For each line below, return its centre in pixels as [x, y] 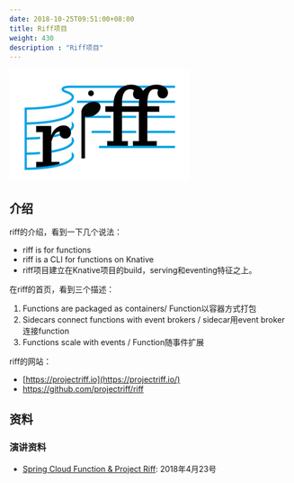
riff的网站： [31, 361]
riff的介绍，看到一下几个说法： [66, 232]
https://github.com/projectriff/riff [83, 389]
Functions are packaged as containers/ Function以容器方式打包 [139, 309]
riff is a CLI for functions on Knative [88, 260]
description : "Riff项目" [56, 48]
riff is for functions [57, 250]
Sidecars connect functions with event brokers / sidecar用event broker [154, 320]
